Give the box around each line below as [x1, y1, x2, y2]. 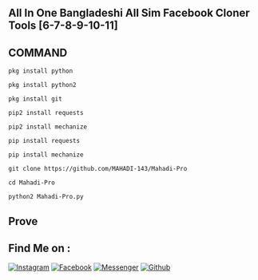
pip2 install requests [8, 109, 84, 117]
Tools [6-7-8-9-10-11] [8, 19, 118, 33]
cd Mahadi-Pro [8, 179, 56, 187]
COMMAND [8, 45, 68, 59]
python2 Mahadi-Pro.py [8, 193, 84, 201]
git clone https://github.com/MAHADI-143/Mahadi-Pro [8, 165, 188, 173]
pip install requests [8, 137, 81, 145]
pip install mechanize [8, 151, 84, 159]
